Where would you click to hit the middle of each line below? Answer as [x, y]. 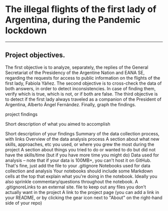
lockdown [26, 31]
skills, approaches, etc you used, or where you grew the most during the [80, 144]
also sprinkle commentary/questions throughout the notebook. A [72, 181]
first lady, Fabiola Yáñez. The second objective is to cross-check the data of [83, 83]
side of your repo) [24, 203]
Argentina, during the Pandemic [73, 20]
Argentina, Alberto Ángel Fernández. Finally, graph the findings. [71, 104]
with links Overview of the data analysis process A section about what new [82, 139]
